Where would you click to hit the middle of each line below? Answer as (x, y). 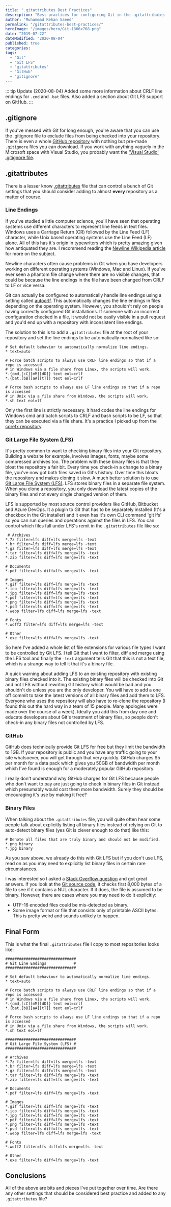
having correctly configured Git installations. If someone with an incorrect (82, 311)
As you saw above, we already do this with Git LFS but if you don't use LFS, (84, 858)
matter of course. (23, 197)
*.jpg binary (19, 848)
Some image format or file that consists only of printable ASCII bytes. (85, 910)
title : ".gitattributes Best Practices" (49, 10)
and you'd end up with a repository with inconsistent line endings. (74, 322)
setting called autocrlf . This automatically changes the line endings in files (83, 300)
